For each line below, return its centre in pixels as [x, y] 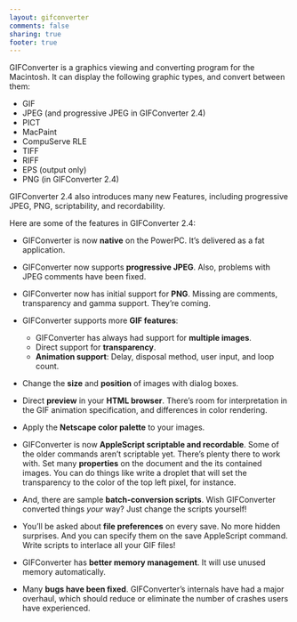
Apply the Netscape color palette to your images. [113, 427]
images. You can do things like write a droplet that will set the [134, 473]
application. [44, 250]
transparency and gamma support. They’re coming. [116, 303]
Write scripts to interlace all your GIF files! [99, 545]
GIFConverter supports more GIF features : [100, 320]
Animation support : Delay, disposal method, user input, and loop [155, 357]
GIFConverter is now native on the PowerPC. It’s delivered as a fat [143, 240]
